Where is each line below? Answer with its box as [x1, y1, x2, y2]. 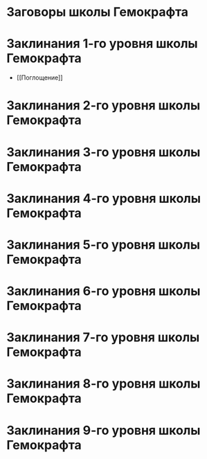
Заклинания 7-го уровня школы [6, 330, 200, 345]
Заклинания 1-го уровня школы [6, 36, 198, 52]
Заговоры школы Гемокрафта [6, 4, 188, 20]
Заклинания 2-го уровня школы [6, 98, 201, 114]
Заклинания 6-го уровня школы [6, 283, 201, 299]
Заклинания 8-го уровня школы [6, 376, 201, 392]
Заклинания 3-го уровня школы [6, 144, 201, 160]
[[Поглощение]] [16, 73, 63, 82]
